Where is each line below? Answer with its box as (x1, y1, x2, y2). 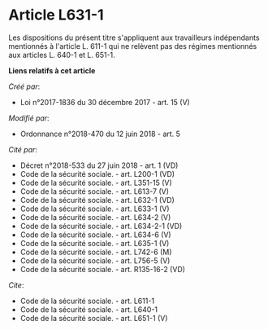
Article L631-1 (8, 6, 104, 24)
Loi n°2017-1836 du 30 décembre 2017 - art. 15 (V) (19, 97, 191, 107)
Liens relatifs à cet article (8, 65, 96, 75)
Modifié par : (8, 112, 50, 123)
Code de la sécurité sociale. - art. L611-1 (19, 296, 155, 306)
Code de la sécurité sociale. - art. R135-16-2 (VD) (19, 264, 185, 274)
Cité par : (8, 144, 38, 154)
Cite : (8, 279, 24, 290)
